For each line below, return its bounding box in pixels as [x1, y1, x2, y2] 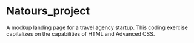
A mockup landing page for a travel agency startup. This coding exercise [6, 24, 188, 31]
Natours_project [6, 4, 90, 18]
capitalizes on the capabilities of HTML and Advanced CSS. [6, 30, 155, 37]
